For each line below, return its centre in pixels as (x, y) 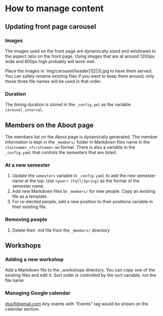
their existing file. (29, 207)
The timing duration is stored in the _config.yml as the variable (68, 105)
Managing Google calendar (38, 293)
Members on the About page (49, 125)
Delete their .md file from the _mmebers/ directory (61, 230)
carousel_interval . (24, 110)
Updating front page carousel (51, 27)
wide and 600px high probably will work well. (50, 61)
